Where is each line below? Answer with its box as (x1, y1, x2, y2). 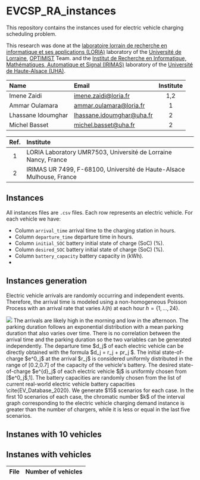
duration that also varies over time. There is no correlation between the (6, 329, 180, 337)
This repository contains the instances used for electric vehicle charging (6, 24, 184, 31)
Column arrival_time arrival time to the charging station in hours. (14, 227, 176, 234)
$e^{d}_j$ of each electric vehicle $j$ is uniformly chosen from (32, 368, 187, 375)
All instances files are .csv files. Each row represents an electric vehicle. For (6, 209, 193, 216)
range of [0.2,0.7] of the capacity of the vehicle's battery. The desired (6, 361, 177, 368)
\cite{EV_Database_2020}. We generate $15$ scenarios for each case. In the (6, 387, 194, 394)
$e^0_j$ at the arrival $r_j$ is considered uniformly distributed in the (24, 354, 193, 362)
